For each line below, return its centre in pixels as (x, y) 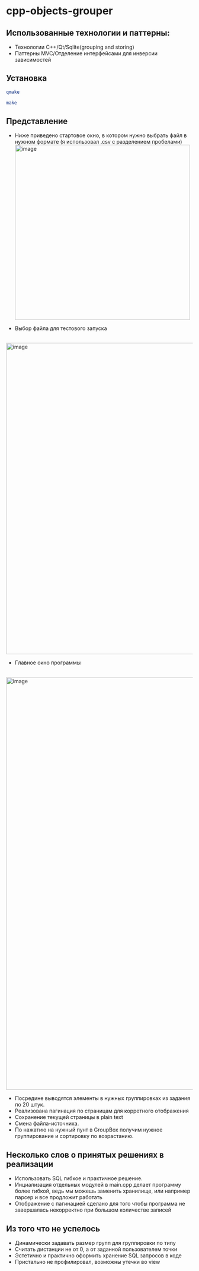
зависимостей (33, 60)
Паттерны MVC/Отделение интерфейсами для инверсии (86, 53)
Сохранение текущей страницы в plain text (69, 1117)
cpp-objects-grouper (60, 11)
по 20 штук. (30, 1105)
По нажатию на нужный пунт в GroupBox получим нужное (89, 1130)
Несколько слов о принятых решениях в (85, 1155)
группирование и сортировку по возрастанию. (74, 1136)
